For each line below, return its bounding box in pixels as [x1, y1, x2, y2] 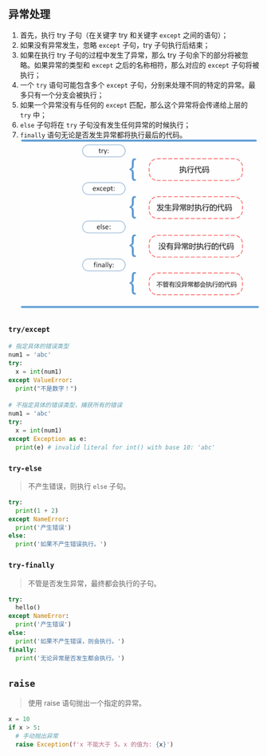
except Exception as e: [8, 435, 88, 443]
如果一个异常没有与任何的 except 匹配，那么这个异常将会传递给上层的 [19, 100, 249, 109]
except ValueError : [8, 376, 73, 384]
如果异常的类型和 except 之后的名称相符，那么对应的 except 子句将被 [33, 60, 260, 69]
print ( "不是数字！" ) [15, 384, 78, 392]
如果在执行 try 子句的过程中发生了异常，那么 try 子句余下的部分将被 [19, 50, 241, 60]
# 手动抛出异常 [15, 732, 58, 740]
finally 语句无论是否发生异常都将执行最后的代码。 [19, 130, 187, 140]
